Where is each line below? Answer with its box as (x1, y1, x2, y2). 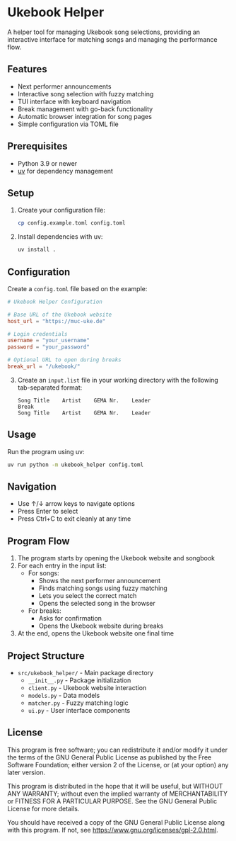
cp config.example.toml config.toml (17, 220, 126, 227)
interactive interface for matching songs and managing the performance (7, 35, 218, 43)
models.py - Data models (28, 692, 100, 700)
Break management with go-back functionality (17, 104, 153, 113)
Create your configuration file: (17, 206, 106, 215)
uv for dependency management (17, 166, 113, 175)
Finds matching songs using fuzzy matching (38, 584, 167, 592)
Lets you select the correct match (38, 592, 137, 600)
